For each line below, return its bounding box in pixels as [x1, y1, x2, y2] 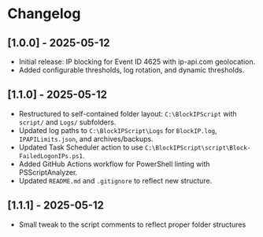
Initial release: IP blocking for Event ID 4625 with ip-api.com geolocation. [18, 57, 256, 66]
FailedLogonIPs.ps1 [18, 152, 83, 160]
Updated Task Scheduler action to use [18, 143, 143, 152]
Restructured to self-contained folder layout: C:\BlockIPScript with [18, 109, 237, 118]
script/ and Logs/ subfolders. [18, 117, 117, 127]
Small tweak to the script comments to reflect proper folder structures [18, 220, 246, 229]
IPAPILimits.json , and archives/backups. [18, 134, 154, 143]
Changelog [7, 5, 81, 23]
